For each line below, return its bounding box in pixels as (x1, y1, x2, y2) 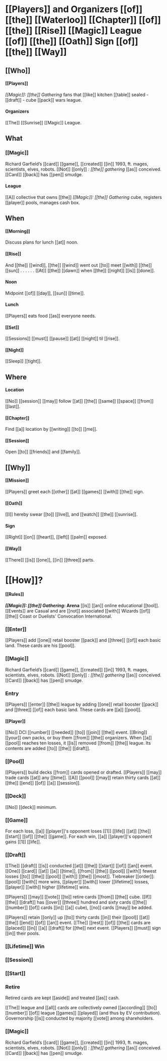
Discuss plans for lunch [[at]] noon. (5, 239, 78, 245)
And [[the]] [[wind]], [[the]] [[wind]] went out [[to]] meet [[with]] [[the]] (5, 262, 152, 268)
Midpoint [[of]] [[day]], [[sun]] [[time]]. (5, 290, 85, 296)
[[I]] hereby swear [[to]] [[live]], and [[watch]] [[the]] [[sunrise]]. (5, 511, 138, 517)
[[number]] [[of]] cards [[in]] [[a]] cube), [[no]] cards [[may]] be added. (5, 904, 153, 911)
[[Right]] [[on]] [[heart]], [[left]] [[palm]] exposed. (5, 534, 108, 540)
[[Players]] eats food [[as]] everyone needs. (5, 313, 97, 319)
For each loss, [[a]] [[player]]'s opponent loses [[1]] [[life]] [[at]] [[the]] (5, 828, 151, 834)
